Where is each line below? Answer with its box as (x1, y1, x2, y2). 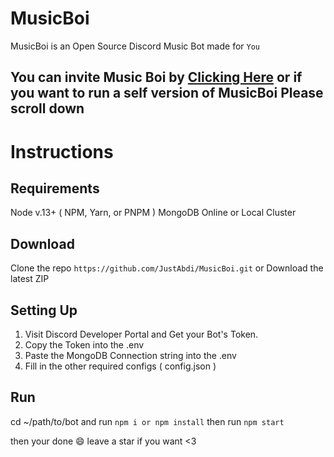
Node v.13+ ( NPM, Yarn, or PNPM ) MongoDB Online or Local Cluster (10, 207, 297, 219)
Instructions (10, 140, 114, 163)
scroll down (10, 100, 85, 117)
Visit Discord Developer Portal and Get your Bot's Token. (24, 328, 259, 340)
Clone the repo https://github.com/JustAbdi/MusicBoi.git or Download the (10, 262, 324, 274)
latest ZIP (10, 273, 50, 285)
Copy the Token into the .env (24, 338, 145, 351)
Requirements (10, 180, 100, 197)
